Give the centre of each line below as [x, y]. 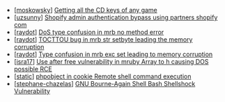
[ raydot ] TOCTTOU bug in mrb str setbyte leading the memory [103, 40]
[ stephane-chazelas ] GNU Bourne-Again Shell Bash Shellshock [104, 84]
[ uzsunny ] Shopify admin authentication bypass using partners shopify [116, 17]
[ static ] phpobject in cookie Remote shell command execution [102, 76]
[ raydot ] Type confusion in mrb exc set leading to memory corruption [113, 54]
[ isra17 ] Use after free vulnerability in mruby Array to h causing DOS [111, 61]
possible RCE [33, 69]
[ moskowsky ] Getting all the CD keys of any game [86, 10]
